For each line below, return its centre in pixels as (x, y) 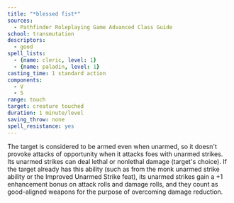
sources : (20, 21)
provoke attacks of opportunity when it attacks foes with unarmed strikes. (115, 154)
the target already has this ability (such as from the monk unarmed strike (113, 169)
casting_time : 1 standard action (57, 73)
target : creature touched (45, 106)
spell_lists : (27, 54)
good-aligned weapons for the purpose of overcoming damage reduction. (115, 192)
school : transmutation (41, 34)
